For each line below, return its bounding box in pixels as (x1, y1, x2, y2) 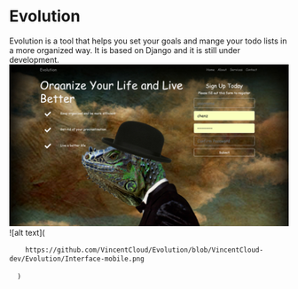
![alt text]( (9, 228, 46, 238)
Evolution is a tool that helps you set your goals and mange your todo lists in (9, 35, 287, 46)
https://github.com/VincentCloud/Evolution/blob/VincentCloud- (25, 246, 264, 254)
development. (9, 54, 59, 65)
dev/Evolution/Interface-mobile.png (9, 254, 145, 263)
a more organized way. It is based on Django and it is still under (9, 44, 241, 55)
